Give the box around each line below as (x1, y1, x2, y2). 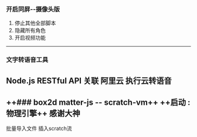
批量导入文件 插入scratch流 (6, 125, 72, 132)
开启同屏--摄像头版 (6, 5, 60, 13)
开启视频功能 (14, 34, 46, 42)
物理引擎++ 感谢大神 (6, 108, 80, 118)
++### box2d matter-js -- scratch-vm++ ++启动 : (6, 98, 191, 107)
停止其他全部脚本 (14, 19, 56, 27)
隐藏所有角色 (14, 27, 46, 34)
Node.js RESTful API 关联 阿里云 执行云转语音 (6, 76, 172, 85)
